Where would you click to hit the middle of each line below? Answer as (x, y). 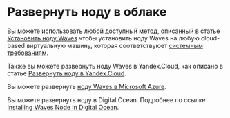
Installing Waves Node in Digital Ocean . (63, 107)
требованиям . (28, 53)
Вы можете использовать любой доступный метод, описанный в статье (114, 31)
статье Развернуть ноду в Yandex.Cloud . (67, 73)
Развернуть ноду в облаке (87, 12)
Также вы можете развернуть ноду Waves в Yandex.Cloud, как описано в (115, 66)
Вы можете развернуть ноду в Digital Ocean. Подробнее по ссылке (106, 99)
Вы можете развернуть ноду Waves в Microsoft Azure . (87, 86)
